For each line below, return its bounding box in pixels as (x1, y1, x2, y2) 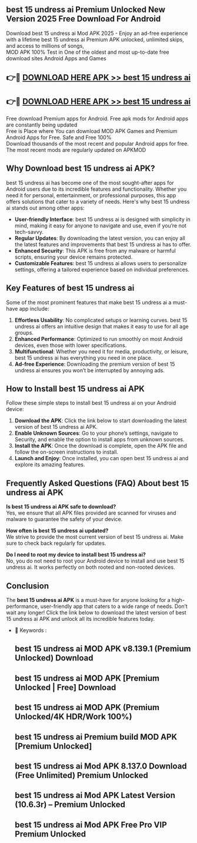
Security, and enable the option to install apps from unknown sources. (14, 436, 185, 443)
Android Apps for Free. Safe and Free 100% (6, 134, 112, 141)
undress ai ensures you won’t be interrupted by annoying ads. (14, 366, 165, 374)
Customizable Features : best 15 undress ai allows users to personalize (14, 259, 187, 266)
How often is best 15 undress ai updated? (6, 527, 109, 534)
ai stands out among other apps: (6, 204, 85, 211)
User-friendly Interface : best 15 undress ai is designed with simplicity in (14, 216, 191, 223)
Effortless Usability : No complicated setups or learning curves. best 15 (14, 316, 188, 324)
